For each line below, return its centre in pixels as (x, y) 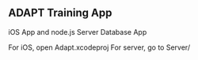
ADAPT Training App (60, 13)
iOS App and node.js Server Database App (78, 32)
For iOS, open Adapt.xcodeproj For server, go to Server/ (99, 47)
